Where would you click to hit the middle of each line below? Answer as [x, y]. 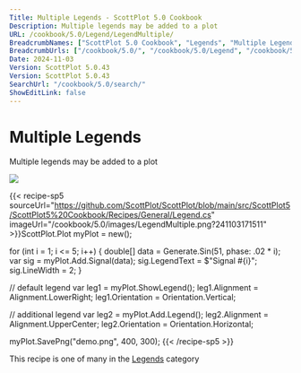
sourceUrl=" [32, 205]
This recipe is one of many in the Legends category [104, 359]
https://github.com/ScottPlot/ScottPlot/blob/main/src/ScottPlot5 [172, 205]
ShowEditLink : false [48, 92]
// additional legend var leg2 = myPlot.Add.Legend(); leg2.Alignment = [139, 315]
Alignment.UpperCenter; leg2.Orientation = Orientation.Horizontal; [131, 325]
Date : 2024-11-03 [42, 59]
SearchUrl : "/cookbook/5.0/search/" [77, 84]
